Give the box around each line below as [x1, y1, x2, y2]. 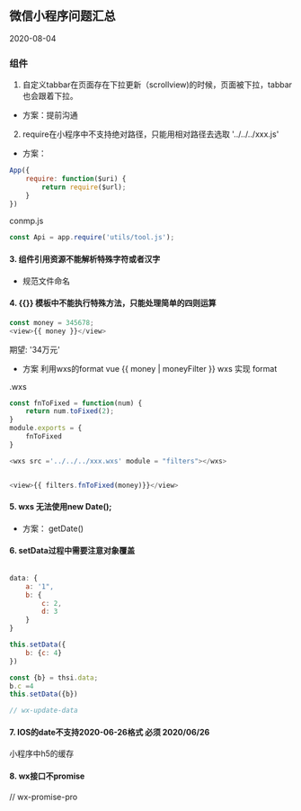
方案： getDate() [22, 523, 84, 534]
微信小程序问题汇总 [9, 8, 116, 24]
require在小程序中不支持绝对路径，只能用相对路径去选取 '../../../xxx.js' [22, 129, 279, 140]
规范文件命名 [22, 275, 70, 286]
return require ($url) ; [41, 183, 127, 192]
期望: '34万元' [9, 344, 61, 355]
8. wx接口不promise [9, 770, 85, 781]
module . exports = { [9, 424, 83, 433]
